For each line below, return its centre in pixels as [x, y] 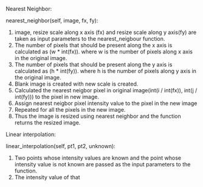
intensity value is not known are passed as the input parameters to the [102, 164]
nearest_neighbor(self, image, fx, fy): [52, 20]
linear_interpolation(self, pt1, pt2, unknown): [61, 146]
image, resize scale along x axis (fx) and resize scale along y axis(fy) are [105, 32]
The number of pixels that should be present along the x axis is [93, 45]
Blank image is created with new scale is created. [76, 84]
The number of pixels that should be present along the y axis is [93, 64]
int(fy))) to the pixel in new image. [57, 97]
